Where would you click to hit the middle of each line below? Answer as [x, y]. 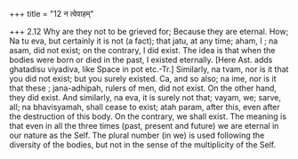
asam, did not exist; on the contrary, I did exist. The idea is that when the [142, 50]
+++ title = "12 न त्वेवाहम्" [52, 14]
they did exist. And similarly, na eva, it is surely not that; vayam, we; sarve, [145, 97]
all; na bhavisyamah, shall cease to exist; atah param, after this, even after [145, 107]
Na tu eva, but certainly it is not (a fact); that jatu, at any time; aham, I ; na [144, 41]
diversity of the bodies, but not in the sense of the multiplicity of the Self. [143, 145]
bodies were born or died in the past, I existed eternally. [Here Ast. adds [141, 60]
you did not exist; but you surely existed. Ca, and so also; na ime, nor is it [143, 79]
